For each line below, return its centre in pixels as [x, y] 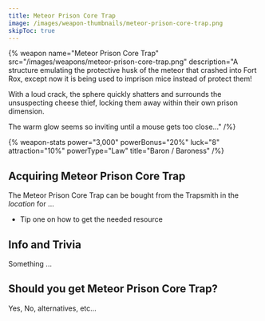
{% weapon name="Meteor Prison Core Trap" [84, 54]
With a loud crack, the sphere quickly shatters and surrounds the [115, 94]
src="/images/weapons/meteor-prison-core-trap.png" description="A [123, 62]
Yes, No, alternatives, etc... [53, 308]
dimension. [27, 111]
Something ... [30, 264]
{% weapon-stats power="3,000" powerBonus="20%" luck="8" [114, 142]
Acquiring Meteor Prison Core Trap [97, 176]
